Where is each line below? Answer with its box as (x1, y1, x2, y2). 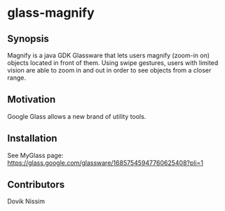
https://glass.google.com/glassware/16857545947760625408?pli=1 (7, 159, 204, 167)
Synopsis (7, 33, 49, 45)
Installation (7, 133, 57, 145)
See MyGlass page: (7, 151, 64, 159)
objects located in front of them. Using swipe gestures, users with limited (7, 59, 219, 67)
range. (7, 73, 27, 82)
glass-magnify (7, 5, 95, 21)
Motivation (7, 94, 56, 105)
